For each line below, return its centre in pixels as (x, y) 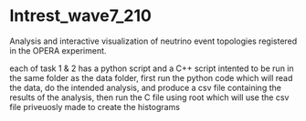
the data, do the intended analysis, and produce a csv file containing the (145, 87)
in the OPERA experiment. (58, 50)
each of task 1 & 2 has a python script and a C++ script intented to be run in (152, 68)
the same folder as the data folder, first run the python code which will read (151, 77)
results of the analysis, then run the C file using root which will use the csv (149, 97)
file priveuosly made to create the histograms (95, 106)
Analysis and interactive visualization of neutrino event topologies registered (153, 41)
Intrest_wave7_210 (81, 16)
